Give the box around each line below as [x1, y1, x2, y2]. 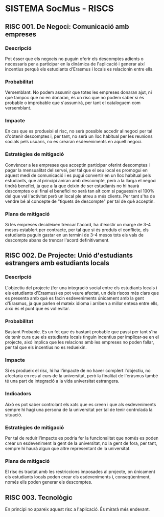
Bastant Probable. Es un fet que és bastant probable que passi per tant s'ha [5, 329, 158, 335]
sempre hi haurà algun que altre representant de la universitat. [5, 445, 131, 451]
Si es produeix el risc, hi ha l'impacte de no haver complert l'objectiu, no [5, 367, 151, 374]
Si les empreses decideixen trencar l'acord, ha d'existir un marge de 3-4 [5, 222, 151, 228]
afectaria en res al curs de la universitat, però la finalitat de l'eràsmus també [5, 373, 158, 379]
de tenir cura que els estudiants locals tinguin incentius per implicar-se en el [5, 334, 159, 340]
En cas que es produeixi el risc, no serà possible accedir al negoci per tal [5, 128, 153, 134]
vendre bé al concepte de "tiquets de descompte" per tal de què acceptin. [5, 198, 155, 204]
